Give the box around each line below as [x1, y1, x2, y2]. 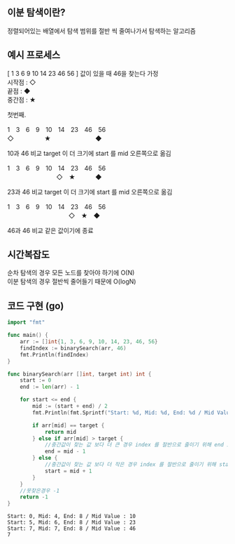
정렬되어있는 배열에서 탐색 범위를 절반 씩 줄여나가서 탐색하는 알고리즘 [7, 27, 196, 35]
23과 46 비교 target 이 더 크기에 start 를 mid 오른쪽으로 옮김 [7, 187, 173, 196]
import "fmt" [7, 319, 45, 326]
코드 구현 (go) [7, 300, 64, 312]
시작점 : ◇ [7, 78, 36, 86]
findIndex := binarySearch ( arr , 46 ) [20, 345, 127, 352]
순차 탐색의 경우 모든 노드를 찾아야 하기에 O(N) [7, 269, 135, 277]
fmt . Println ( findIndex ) [20, 351, 90, 358]
